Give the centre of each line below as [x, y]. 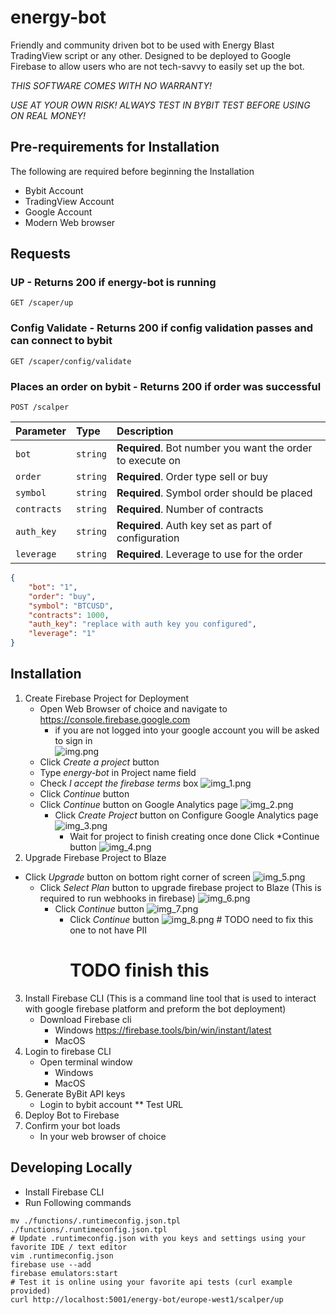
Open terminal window [86, 1062]
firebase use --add [51, 1264]
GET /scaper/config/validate [71, 361]
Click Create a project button [99, 762]
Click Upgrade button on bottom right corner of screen [138, 877]
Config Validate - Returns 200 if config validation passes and [162, 328]
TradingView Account [69, 201]
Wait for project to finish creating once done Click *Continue [194, 836]
